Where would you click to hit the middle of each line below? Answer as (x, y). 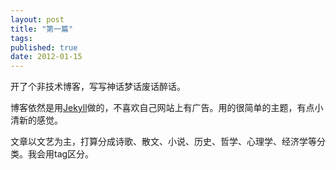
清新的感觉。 (36, 120)
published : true (44, 47)
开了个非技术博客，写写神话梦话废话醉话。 (98, 87)
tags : (21, 38)
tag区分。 (74, 154)
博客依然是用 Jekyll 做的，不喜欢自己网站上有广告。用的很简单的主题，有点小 (167, 108)
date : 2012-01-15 (46, 57)
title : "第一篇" (42, 29)
